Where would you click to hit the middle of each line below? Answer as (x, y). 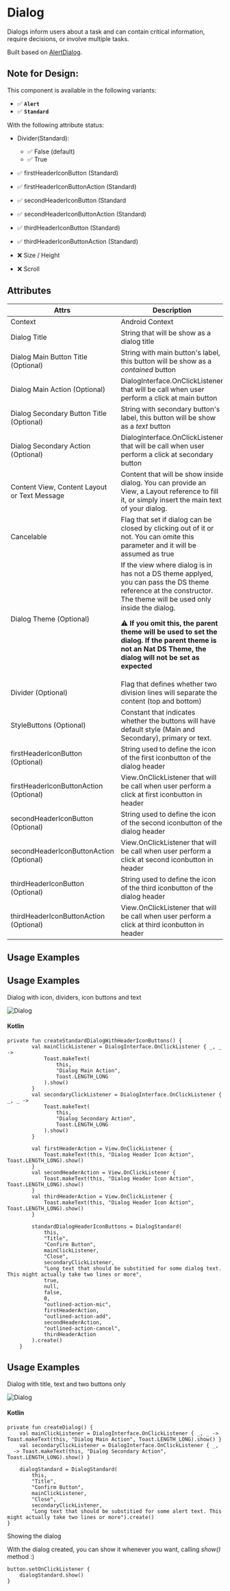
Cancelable (29, 536)
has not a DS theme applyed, (167, 573)
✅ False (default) (51, 151)
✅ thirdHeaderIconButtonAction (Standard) (78, 241)
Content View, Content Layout (59, 486)
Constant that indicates (158, 712)
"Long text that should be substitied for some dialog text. (133, 1268)
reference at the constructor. (167, 591)
